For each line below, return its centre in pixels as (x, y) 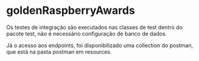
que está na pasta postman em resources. (59, 51)
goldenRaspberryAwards (71, 11)
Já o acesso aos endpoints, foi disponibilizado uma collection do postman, (100, 45)
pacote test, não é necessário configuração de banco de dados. (87, 33)
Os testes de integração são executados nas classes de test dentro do (95, 27)
